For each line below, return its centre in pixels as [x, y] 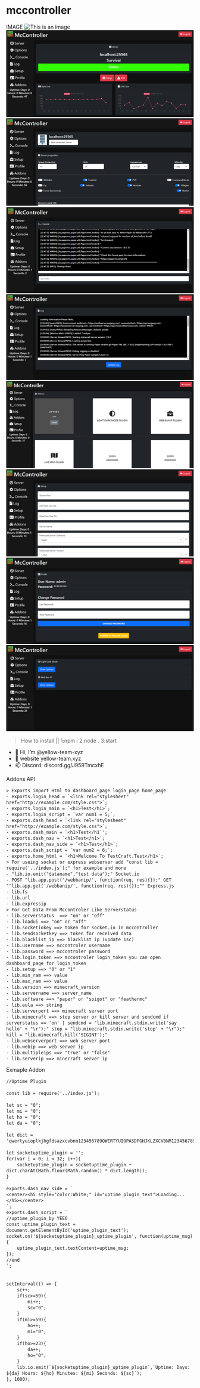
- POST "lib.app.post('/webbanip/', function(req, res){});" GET [89, 880]
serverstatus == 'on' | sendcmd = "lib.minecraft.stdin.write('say [92, 1023]
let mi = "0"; [24, 1111]
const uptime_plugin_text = [41, 1224]
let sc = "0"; [24, 1105]
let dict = [20, 1135]
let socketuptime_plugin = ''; [45, 1153]
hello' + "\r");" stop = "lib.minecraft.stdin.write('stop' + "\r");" [96, 1029]
